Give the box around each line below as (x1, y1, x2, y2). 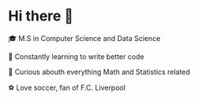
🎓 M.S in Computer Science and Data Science (8, 33, 161, 43)
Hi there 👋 (8, 7, 73, 25)
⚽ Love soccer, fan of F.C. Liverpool (8, 83, 126, 92)
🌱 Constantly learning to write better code (8, 51, 144, 61)
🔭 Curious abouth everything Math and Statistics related (8, 67, 191, 76)
